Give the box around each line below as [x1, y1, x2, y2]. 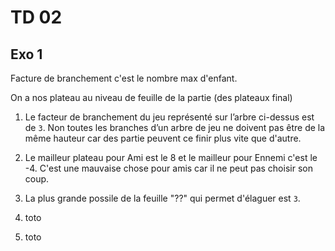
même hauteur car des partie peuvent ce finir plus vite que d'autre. [24, 132, 302, 144]
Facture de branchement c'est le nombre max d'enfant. [10, 72, 238, 84]
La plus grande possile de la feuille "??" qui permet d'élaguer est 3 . [24, 192, 301, 204]
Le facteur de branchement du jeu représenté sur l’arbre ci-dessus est [24, 111, 315, 123]
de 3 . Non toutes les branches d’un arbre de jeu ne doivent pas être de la [24, 122, 326, 133]
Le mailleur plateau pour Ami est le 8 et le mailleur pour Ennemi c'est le [24, 152, 318, 163]
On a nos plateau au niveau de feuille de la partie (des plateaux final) [10, 92, 293, 103]
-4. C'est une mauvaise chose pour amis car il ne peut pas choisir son [24, 162, 313, 174]
